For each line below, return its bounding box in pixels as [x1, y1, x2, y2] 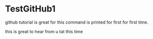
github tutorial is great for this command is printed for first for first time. [5, 19, 149, 25]
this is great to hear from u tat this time [5, 28, 83, 34]
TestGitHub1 [5, 3, 56, 14]
